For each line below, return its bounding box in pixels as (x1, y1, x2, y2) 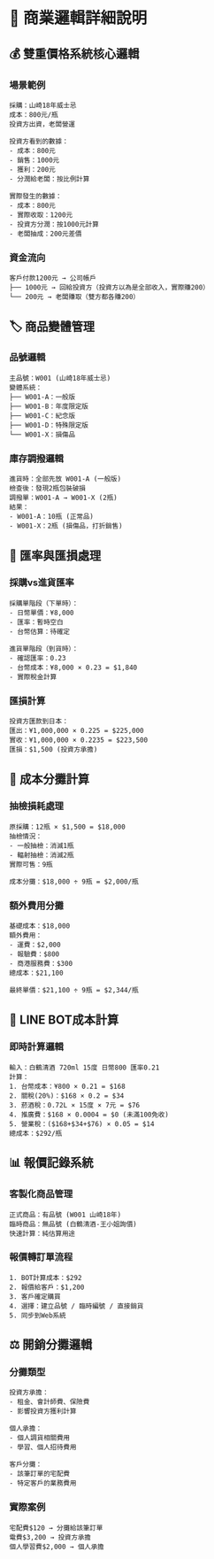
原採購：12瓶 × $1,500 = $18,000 (9, 822, 126, 831)
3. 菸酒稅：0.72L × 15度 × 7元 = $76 (9, 1100, 140, 1109)
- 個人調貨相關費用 (9, 1433, 71, 1443)
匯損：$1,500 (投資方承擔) (9, 745, 98, 754)
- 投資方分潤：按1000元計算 (9, 220, 99, 228)
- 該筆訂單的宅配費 (9, 1470, 71, 1478)
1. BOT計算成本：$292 (9, 1273, 82, 1282)
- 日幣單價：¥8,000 (9, 608, 74, 617)
